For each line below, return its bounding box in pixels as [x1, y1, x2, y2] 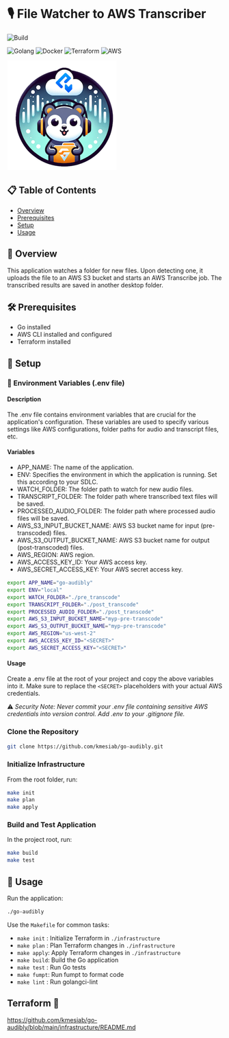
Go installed [16, 323, 51, 331]
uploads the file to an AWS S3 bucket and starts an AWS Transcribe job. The [7, 273, 222, 282]
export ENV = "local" [7, 587, 63, 593]
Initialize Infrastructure [7, 759, 85, 769]
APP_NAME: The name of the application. [16, 463, 135, 471]
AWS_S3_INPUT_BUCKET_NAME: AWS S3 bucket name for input [16, 521, 200, 530]
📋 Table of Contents [7, 185, 97, 196]
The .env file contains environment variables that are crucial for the [7, 410, 196, 418]
